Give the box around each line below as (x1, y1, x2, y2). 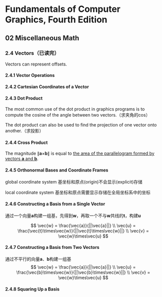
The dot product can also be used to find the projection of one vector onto (5, 122, 157, 128)
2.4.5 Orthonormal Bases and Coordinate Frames (5, 167, 108, 173)
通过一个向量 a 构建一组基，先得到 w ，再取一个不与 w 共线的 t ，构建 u (5, 212, 141, 219)
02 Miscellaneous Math (5, 34, 79, 42)
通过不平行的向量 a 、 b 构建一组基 (5, 256, 71, 262)
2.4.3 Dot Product (5, 95, 43, 101)
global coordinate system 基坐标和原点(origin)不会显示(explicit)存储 (5, 178, 143, 184)
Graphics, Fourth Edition (5, 14, 108, 25)
